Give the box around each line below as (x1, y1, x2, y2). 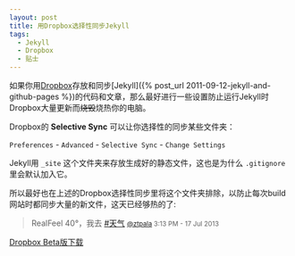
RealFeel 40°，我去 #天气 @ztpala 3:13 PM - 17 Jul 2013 (30, 218, 219, 228)
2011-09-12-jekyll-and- (186, 80, 271, 90)
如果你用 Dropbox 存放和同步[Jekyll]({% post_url (9, 80, 185, 90)
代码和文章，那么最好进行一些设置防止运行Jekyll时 (82, 91, 270, 102)
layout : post (9, 12, 58, 22)
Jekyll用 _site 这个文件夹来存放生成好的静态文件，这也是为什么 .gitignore (9, 158, 286, 168)
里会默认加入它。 (9, 169, 72, 179)
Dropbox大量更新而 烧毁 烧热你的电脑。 (9, 103, 151, 112)
